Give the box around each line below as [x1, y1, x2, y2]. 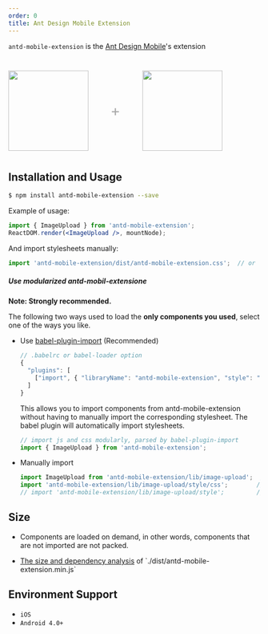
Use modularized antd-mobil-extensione [8, 276, 147, 286]
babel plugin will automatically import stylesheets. [19, 421, 186, 430]
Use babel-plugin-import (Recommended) [19, 336, 159, 346]
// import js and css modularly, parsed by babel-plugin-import [19, 436, 239, 444]
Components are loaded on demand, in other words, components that [19, 531, 250, 542]
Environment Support [8, 587, 118, 602]
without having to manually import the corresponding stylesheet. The [19, 412, 248, 421]
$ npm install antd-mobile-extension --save [8, 191, 159, 199]
